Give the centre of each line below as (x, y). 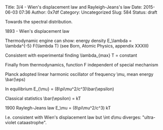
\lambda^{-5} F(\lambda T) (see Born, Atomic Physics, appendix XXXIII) (77, 46)
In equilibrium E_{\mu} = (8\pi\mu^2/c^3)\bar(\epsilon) (60, 89)
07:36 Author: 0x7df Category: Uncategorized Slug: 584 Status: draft (88, 12)
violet (10, 122)
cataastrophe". (32, 122)
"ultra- (149, 117)
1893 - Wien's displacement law (37, 31)
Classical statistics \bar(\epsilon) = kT (43, 98)
